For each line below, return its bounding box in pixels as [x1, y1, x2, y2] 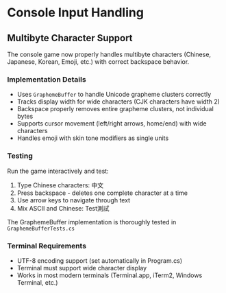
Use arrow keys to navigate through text [16, 196, 131, 204]
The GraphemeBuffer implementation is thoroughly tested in [7, 218, 177, 226]
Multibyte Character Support [7, 32, 133, 44]
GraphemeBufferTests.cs [7, 225, 75, 232]
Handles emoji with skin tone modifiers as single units [16, 134, 169, 142]
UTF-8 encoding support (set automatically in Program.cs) [16, 256, 183, 265]
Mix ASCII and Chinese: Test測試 [16, 204, 110, 212]
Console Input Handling [7, 5, 144, 21]
